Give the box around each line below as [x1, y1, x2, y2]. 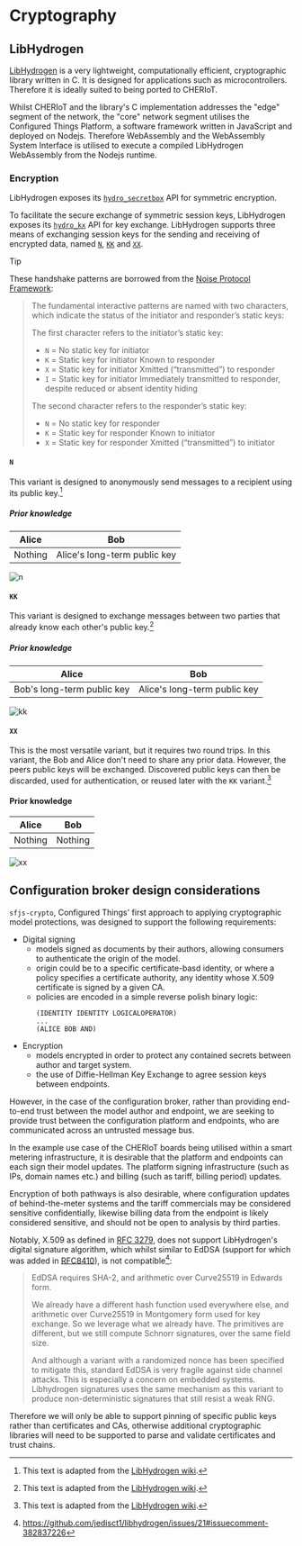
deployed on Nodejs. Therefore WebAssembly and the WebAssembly [9, 131, 265, 140]
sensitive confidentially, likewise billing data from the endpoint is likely [9, 1207, 269, 1218]
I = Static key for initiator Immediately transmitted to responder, [44, 374, 281, 384]
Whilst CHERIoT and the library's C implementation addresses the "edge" [9, 102, 280, 113]
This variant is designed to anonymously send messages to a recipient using [9, 476, 293, 487]
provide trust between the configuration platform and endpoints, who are [9, 1115, 280, 1126]
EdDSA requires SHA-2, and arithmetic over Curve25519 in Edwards [31, 1272, 283, 1283]
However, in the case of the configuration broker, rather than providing [9, 1096, 271, 1107]
